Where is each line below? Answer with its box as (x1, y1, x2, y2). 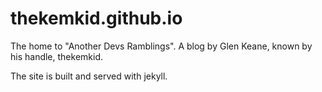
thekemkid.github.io (10, 7, 183, 30)
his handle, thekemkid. (10, 50, 103, 62)
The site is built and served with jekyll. (10, 70, 168, 82)
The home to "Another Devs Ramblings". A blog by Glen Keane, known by (10, 40, 313, 52)
